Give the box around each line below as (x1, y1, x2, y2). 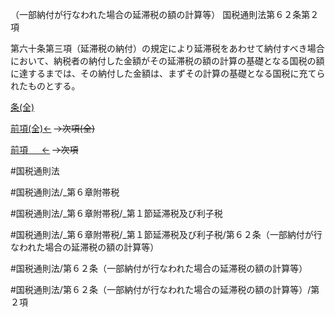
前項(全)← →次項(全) (10, 123, 96, 134)
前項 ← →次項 (10, 144, 79, 155)
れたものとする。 (10, 80, 81, 92)
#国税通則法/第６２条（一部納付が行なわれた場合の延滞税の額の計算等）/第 (10, 284, 320, 295)
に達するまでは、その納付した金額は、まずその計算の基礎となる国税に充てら (10, 68, 326, 79)
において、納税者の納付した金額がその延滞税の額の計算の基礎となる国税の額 (10, 55, 325, 67)
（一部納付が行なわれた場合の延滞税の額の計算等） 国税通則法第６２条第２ (10, 9, 320, 20)
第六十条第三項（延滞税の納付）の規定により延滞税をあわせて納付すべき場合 (10, 43, 325, 54)
